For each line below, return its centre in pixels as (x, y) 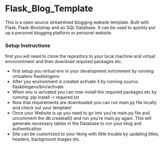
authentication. (27, 129)
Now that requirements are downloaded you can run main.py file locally (84, 103)
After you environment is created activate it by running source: (75, 81)
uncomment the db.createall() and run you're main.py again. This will (82, 118)
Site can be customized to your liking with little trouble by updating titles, (86, 134)
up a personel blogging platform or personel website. (59, 33)
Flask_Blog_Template (49, 9)
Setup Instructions (28, 45)
